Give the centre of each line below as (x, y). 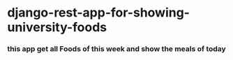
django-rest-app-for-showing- (99, 13)
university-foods (57, 27)
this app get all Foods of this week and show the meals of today (117, 49)
